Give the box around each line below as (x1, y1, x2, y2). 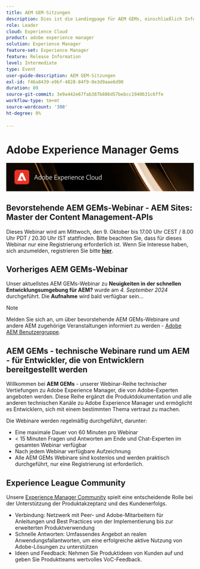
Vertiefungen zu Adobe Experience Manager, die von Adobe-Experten (6, 386, 179, 394)
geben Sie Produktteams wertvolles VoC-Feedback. (14, 555, 142, 563)
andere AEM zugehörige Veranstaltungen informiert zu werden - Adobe (6, 322, 182, 329)
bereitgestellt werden (6, 364, 88, 375)
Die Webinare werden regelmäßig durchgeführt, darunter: (6, 418, 148, 425)
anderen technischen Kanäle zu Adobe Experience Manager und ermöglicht (6, 400, 192, 407)
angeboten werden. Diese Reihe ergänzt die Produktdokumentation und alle (6, 393, 192, 400)
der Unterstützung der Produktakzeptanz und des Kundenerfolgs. (6, 500, 167, 507)
